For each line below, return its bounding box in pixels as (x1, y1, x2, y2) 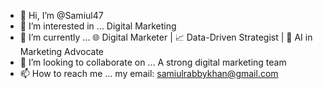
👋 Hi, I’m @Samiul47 (19, 10, 104, 21)
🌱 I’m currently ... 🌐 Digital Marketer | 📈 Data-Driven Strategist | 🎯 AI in (19, 31, 313, 43)
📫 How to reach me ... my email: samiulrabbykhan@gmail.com (19, 68, 279, 79)
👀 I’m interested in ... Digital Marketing (19, 20, 177, 32)
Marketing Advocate (19, 46, 104, 57)
